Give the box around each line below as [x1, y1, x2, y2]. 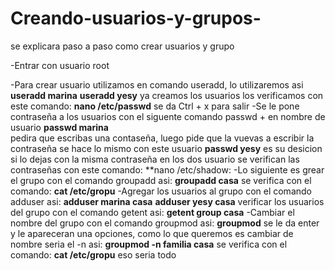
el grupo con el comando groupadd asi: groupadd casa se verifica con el [10, 174, 312, 186]
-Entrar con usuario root [10, 59, 110, 71]
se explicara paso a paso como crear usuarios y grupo [10, 40, 235, 52]
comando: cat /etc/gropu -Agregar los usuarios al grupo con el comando [10, 185, 312, 197]
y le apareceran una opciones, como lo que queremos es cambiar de [10, 227, 294, 239]
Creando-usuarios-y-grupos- [10, 7, 262, 30]
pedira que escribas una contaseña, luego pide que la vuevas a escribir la [10, 132, 315, 144]
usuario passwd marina [10, 121, 109, 133]
